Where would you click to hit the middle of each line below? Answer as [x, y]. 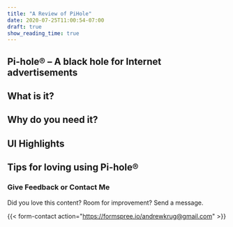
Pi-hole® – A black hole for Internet [84, 61]
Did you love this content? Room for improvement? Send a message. [105, 203]
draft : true [24, 27]
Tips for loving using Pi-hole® [73, 167]
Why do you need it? [53, 120]
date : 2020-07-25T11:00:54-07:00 [56, 20]
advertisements [43, 72]
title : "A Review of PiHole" [50, 14]
